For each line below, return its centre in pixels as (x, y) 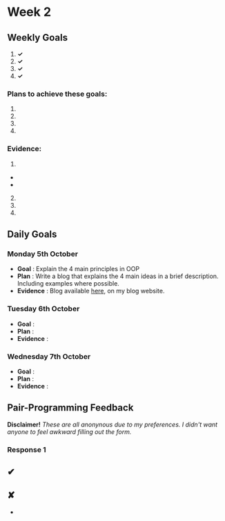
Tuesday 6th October (43, 309)
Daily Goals (32, 234)
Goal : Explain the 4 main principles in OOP (78, 269)
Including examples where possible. (68, 284)
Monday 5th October (42, 254)
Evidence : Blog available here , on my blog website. (91, 291)
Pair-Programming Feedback (70, 408)
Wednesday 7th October (49, 356)
